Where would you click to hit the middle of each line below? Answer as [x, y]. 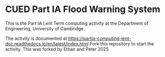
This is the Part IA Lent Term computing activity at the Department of [77, 23]
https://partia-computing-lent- [99, 38]
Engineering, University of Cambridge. [45, 28]
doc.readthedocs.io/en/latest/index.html [47, 43]
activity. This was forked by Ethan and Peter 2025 [57, 49]
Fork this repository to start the [122, 43]
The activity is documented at [36, 38]
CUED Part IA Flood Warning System [83, 9]
